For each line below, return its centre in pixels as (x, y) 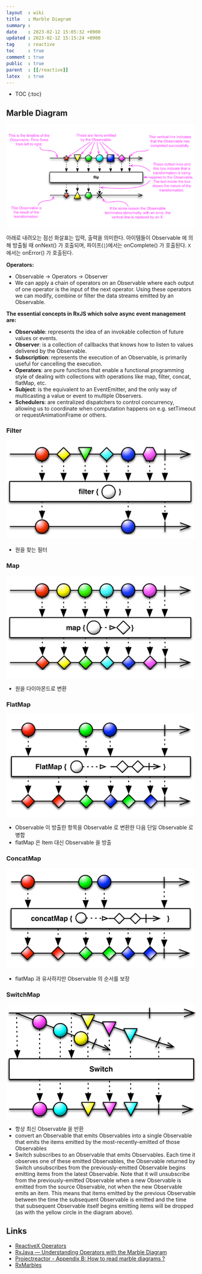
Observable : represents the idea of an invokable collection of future (99, 332)
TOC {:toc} (28, 94)
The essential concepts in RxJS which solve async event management (96, 314)
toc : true (25, 51)
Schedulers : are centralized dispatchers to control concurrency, (94, 402)
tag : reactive (31, 45)
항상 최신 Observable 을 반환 (49, 1128)
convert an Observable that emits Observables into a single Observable (103, 1136)
